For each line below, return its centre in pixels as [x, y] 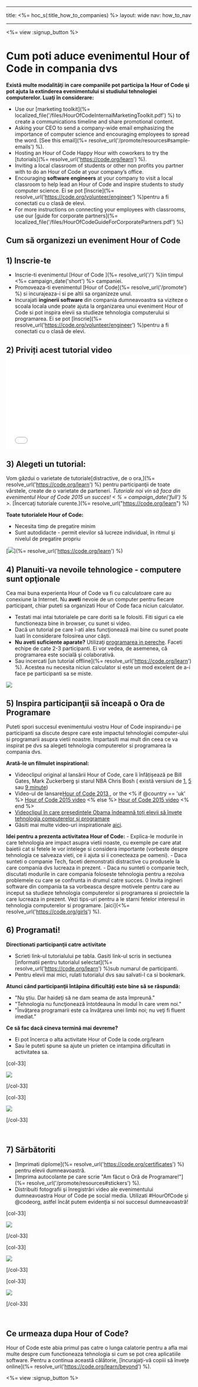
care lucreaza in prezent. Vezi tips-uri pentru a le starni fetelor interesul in [95, 899]
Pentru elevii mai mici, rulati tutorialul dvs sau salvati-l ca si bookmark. [100, 975]
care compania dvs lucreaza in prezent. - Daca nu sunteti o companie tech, [98, 867]
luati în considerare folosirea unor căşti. [62, 636]
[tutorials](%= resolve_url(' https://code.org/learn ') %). [81, 159]
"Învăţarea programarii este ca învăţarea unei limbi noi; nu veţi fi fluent [100, 1010]
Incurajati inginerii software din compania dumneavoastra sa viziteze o [101, 300]
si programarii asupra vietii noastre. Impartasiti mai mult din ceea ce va [92, 739]
